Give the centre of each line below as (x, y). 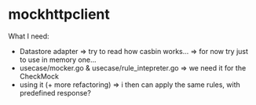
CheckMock (39, 76)
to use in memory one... (58, 60)
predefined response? (55, 92)
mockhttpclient (59, 14)
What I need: (29, 36)
